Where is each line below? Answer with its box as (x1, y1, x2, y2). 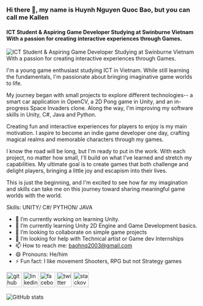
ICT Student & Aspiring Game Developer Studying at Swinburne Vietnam (6, 28, 194, 35)
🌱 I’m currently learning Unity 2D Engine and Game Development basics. (15, 222, 198, 230)
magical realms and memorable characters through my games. (6, 136, 164, 143)
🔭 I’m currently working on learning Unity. (15, 216, 120, 223)
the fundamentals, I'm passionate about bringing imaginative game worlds (6, 73, 193, 81)
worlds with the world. (6, 192, 63, 199)
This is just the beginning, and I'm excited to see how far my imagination (6, 179, 188, 186)
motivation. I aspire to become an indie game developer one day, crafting (6, 129, 190, 137)
